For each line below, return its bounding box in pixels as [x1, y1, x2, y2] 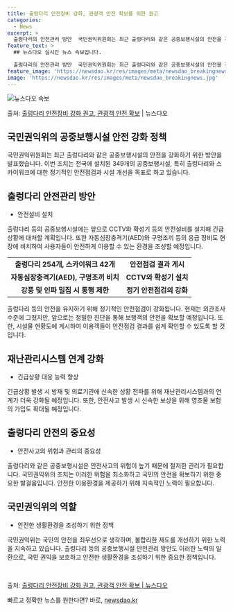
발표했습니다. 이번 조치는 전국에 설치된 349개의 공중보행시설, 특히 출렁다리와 [7, 160, 215, 168]
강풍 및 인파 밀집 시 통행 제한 [20, 286, 110, 295]
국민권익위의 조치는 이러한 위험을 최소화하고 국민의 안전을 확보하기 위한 [21, 470, 215, 479]
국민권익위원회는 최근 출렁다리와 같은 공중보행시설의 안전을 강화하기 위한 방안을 [7, 150, 223, 160]
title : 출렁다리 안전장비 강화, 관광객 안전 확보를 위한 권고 [7, 10, 159, 17]
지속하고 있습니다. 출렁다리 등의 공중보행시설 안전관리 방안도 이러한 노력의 [14, 544, 215, 552]
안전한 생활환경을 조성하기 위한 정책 [17, 521, 114, 529]
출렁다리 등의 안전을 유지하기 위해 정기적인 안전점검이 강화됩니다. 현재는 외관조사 [7, 304, 226, 313]
